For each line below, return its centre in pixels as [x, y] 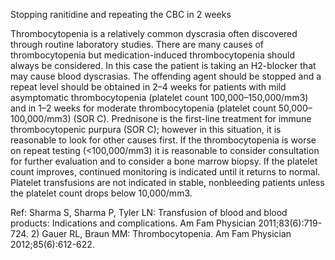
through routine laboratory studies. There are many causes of [137, 44]
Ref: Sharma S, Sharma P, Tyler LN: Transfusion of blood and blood [149, 212]
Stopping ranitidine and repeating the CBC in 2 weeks [121, 14]
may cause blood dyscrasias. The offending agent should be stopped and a [166, 76]
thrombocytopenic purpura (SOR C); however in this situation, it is [146, 129]
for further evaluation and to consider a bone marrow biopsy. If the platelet [164, 161]
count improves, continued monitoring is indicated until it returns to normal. [165, 172]
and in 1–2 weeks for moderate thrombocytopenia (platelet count [143, 108]
